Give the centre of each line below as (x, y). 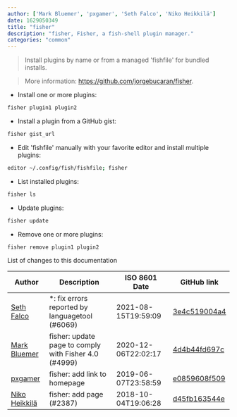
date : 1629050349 (33, 20)
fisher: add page (76, 394)
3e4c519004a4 (199, 312)
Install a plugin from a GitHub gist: (67, 121)
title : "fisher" (31, 27)
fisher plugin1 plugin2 (42, 108)
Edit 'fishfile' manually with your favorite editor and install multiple (113, 147)
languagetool (71, 316)
